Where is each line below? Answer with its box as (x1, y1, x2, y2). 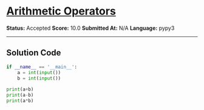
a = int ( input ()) (17, 69, 61, 75)
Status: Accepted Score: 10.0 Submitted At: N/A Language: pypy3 (6, 24, 175, 32)
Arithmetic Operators (6, 4, 117, 18)
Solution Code (6, 47, 61, 58)
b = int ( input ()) (17, 75, 61, 81)
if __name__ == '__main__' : (6, 64, 78, 70)
